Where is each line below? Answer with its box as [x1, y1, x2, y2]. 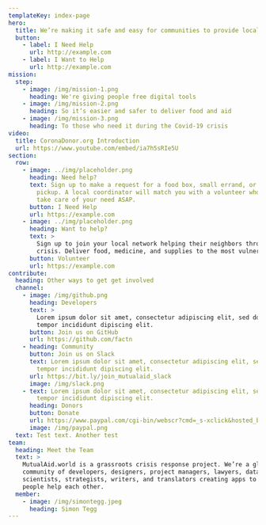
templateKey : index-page [8, 11, 90, 20]
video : [8, 129, 30, 137]
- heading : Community [22, 343, 93, 351]
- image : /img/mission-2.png [22, 100, 119, 108]
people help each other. [22, 482, 104, 491]
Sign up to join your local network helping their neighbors [36, 240, 243, 248]
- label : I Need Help [22, 41, 93, 49]
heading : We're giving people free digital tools [28, 93, 196, 101]
